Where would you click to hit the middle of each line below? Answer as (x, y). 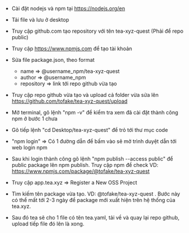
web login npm (29, 147)
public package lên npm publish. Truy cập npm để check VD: (85, 165)
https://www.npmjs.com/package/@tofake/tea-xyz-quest (80, 171)
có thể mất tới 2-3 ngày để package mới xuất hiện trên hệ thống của (93, 200)
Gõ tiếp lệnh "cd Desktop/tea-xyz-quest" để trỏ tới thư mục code (90, 130)
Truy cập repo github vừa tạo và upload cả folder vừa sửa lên (85, 95)
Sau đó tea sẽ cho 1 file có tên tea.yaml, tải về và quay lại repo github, (95, 218)
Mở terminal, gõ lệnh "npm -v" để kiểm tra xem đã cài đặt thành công (95, 112)
